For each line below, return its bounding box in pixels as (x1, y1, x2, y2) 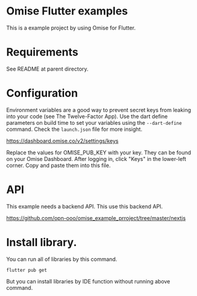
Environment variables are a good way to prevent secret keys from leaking (6, 106, 192, 113)
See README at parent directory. (6, 65, 89, 72)
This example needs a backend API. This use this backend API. (6, 203, 163, 210)
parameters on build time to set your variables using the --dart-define (6, 119, 182, 126)
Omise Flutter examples (6, 4, 128, 18)
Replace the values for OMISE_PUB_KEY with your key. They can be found (6, 149, 192, 156)
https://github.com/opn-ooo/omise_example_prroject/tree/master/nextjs (6, 214, 186, 221)
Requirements (6, 45, 79, 59)
